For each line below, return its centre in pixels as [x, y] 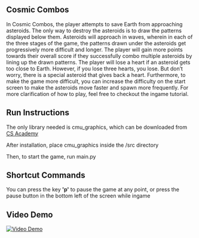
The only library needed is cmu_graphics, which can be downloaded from [97, 127]
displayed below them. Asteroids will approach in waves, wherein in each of [99, 37]
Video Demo [30, 214]
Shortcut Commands [46, 175]
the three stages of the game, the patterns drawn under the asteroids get [96, 43]
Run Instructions [38, 113]
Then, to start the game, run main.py [51, 156]
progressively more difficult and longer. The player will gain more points [95, 50]
